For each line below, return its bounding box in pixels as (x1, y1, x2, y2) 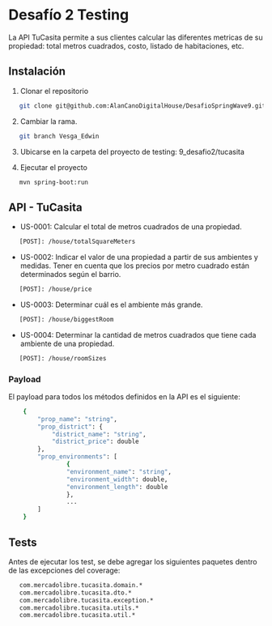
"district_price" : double (51, 437, 139, 446)
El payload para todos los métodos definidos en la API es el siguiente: (8, 391, 240, 402)
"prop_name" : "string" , (37, 415, 117, 423)
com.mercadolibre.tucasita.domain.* (19, 581, 143, 589)
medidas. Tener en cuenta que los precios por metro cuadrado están (19, 261, 249, 270)
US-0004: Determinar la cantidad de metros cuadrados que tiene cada (19, 330, 257, 339)
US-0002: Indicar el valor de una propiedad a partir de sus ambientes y (19, 253, 259, 262)
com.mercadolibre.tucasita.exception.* (19, 596, 154, 604)
